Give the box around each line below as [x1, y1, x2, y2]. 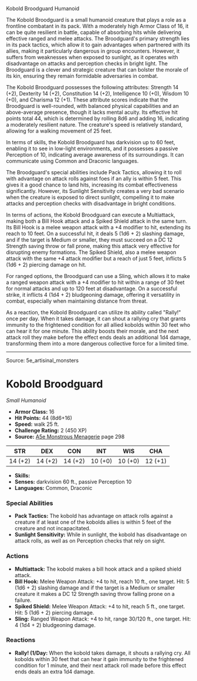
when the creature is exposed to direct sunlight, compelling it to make [6, 194, 175, 201]
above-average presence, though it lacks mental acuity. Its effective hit [6, 109, 178, 116]
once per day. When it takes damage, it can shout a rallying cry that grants [6, 315, 186, 322]
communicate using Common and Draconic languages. [6, 158, 139, 164]
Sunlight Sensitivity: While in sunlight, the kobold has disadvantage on [14, 531, 187, 538]
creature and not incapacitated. [14, 525, 91, 532]
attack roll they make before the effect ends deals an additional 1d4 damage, [6, 334, 191, 341]
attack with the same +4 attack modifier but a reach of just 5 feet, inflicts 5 [6, 255, 186, 262]
